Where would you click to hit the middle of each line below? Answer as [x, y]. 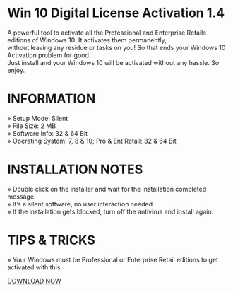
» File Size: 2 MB [32, 126]
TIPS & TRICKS [51, 240]
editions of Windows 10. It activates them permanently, [87, 40]
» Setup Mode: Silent [38, 118]
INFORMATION [52, 99]
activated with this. [35, 267]
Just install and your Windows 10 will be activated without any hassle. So [113, 62]
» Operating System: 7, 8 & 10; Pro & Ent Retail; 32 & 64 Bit [92, 141]
